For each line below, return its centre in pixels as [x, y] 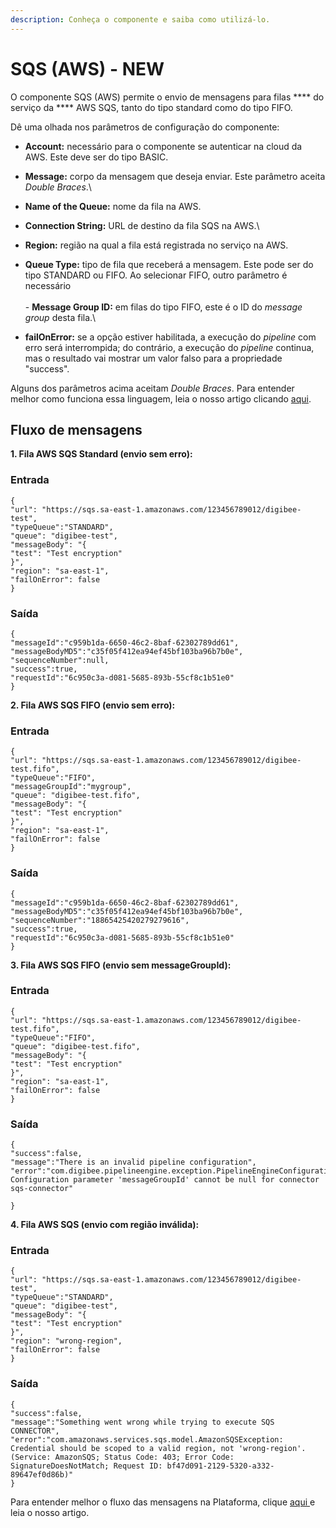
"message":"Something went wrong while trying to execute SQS [142, 1422]
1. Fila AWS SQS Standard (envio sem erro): [101, 454]
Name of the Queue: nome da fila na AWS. [113, 206]
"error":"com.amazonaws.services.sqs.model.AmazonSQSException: [147, 1439]
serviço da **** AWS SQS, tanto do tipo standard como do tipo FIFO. [151, 107]
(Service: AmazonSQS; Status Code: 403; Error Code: [122, 1457]
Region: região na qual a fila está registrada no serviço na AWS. [156, 245]
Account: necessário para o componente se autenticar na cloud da [163, 146]
